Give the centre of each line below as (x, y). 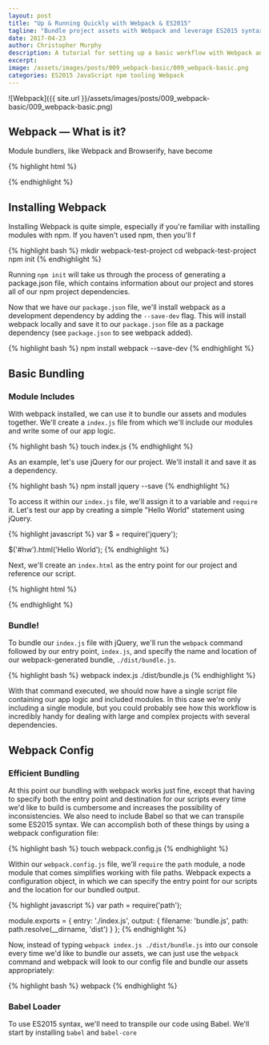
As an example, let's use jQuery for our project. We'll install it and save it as (132, 462)
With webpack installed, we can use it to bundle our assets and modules (127, 414)
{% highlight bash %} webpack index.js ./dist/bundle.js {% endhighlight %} (132, 676)
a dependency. (33, 470)
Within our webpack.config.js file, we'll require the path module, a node (127, 864)
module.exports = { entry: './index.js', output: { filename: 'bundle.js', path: (128, 920)
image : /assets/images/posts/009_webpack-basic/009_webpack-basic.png (128, 68)
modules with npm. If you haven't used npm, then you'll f (102, 235)
